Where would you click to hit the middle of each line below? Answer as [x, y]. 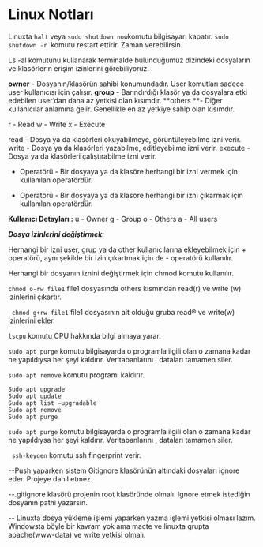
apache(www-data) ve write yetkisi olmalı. [77, 534]
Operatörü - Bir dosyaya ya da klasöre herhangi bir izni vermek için [129, 171]
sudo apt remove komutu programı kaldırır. [76, 375]
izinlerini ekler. [32, 320]
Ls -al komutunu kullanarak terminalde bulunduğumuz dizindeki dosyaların [130, 60]
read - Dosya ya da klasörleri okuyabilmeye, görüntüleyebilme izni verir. [125, 139]
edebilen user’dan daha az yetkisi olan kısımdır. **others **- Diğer [115, 100]
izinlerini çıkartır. [35, 297]
